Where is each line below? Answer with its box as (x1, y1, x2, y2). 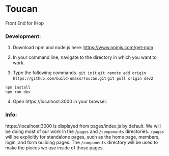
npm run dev (5, 90, 31, 95)
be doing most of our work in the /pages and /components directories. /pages (5, 128, 164, 135)
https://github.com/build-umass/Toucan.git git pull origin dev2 (12, 76, 154, 81)
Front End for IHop (5, 20, 44, 26)
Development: (5, 33, 41, 40)
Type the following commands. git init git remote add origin (12, 70, 146, 76)
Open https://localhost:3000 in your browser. (12, 98, 108, 105)
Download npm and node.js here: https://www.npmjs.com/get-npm (12, 44, 154, 51)
